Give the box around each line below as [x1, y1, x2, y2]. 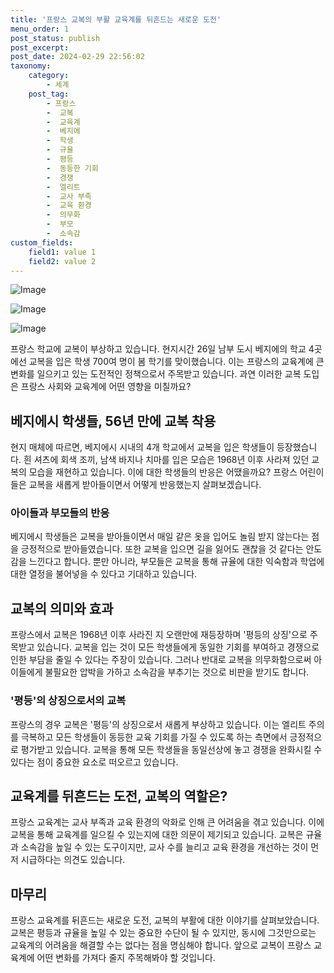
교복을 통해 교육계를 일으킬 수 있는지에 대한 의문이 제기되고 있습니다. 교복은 [10, 829, 304, 841]
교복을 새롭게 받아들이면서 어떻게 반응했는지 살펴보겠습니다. [28, 479, 262, 491]
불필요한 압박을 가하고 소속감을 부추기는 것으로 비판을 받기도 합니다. [44, 666, 310, 678]
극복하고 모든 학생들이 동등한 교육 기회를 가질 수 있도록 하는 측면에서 [20, 731, 288, 743]
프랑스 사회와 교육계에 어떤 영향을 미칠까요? [20, 381, 192, 393]
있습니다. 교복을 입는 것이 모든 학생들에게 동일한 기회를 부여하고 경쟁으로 [36, 641, 320, 653]
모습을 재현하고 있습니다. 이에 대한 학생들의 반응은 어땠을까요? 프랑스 [28, 466, 298, 478]
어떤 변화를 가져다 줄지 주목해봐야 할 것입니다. [36, 952, 216, 964]
